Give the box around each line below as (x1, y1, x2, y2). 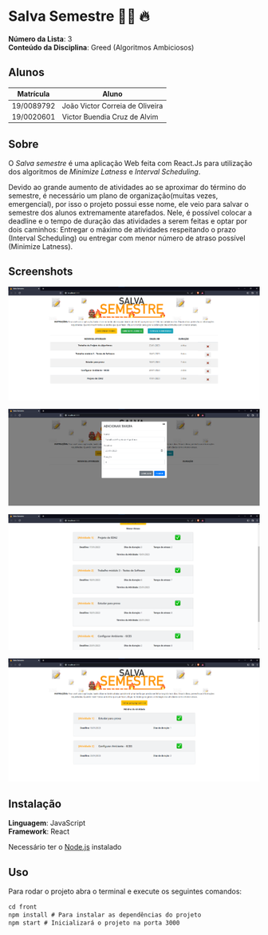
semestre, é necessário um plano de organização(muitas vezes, (8, 191, 219, 200)
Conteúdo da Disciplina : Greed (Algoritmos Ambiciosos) (8, 42, 195, 52)
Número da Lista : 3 (8, 34, 73, 43)
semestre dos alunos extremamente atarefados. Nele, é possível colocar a (8, 208, 253, 218)
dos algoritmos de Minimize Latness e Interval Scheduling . (8, 167, 201, 176)
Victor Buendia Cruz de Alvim (61, 112, 159, 121)
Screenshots (8, 265, 73, 279)
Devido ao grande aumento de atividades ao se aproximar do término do (8, 183, 246, 192)
